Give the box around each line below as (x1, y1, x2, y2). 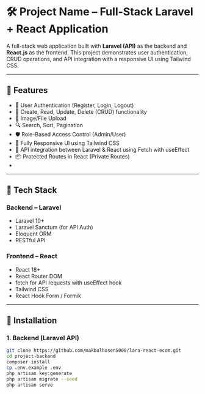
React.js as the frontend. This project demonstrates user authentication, (6, 48, 188, 56)
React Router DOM (15, 272, 63, 280)
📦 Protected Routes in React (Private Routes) (15, 152, 130, 160)
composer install (6, 359, 51, 365)
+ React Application (6, 22, 109, 36)
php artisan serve (6, 382, 53, 388)
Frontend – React (6, 252, 58, 261)
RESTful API (15, 237, 46, 244)
